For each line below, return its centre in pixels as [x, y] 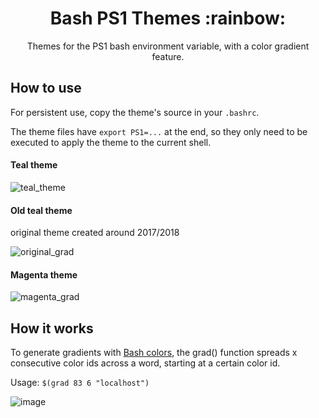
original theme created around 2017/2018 [95, 233]
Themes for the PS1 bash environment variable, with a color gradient [168, 46]
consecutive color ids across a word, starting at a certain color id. [145, 363]
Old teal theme [41, 210]
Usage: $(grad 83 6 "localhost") [80, 383]
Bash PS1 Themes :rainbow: [168, 18]
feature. [168, 56]
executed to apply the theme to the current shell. [111, 142]
